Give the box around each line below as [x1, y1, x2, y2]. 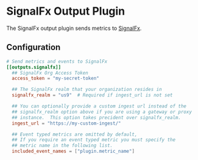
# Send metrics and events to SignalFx [6, 58, 108, 65]
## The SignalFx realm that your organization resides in [12, 87, 163, 93]
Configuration [6, 42, 61, 53]
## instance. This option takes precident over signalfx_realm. [12, 114, 182, 120]
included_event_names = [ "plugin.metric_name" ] [12, 148, 135, 155]
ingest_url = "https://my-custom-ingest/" [12, 120, 121, 126]
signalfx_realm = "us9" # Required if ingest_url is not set [12, 92, 173, 98]
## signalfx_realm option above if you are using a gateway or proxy [12, 109, 192, 115]
